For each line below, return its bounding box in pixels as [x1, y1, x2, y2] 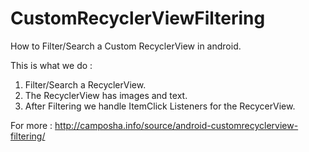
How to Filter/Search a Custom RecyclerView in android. [10, 40, 242, 52]
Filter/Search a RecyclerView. [24, 78, 147, 91]
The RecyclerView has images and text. [24, 89, 188, 101]
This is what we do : [10, 59, 93, 71]
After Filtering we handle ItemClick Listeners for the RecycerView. [24, 100, 296, 112]
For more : [10, 119, 53, 131]
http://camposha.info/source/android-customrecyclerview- [54, 119, 299, 131]
